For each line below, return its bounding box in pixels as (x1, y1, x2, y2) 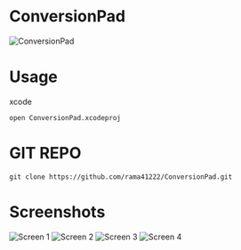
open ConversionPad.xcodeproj (9, 113, 122, 122)
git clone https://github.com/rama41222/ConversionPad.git (9, 172, 233, 181)
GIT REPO (9, 143, 82, 164)
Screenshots (9, 202, 106, 222)
